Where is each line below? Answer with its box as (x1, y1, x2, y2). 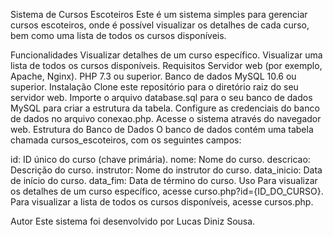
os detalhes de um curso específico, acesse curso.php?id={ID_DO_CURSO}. (10, 185, 324, 197)
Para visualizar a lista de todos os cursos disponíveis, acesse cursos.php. (10, 196, 314, 208)
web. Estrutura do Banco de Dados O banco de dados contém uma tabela (10, 124, 314, 135)
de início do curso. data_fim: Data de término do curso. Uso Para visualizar (10, 175, 318, 186)
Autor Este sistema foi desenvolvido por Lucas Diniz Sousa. (10, 215, 256, 227)
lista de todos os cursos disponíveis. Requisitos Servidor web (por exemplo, (10, 60, 323, 71)
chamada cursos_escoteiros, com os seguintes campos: (10, 134, 242, 146)
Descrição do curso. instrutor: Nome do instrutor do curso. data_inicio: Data (10, 164, 323, 176)
